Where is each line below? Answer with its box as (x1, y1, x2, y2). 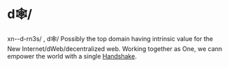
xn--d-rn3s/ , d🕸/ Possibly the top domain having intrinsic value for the (7, 34, 214, 43)
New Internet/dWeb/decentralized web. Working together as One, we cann (7, 44, 223, 53)
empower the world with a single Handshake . (7, 52, 138, 60)
